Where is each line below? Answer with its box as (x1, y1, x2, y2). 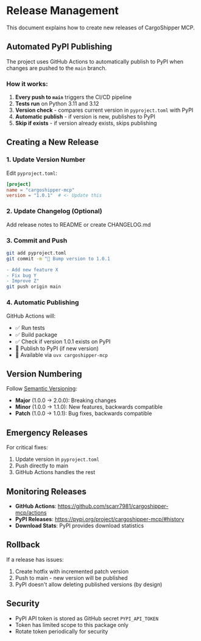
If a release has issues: (6, 555, 64, 563)
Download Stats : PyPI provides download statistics (15, 522, 144, 529)
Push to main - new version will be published (15, 574, 128, 581)
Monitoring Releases (6, 486, 86, 497)
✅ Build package (15, 331, 58, 338)
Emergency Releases (6, 427, 88, 438)
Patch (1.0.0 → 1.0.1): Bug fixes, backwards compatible (15, 410, 152, 417)
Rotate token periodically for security (15, 628, 108, 635)
